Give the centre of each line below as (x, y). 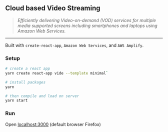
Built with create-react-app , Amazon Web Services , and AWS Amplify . (74, 45)
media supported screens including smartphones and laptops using (87, 25)
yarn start (16, 100)
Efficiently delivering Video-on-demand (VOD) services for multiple (87, 20)
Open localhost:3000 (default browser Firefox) (53, 124)
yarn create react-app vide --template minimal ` (57, 73)
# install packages (25, 82)
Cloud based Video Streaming (53, 8)
